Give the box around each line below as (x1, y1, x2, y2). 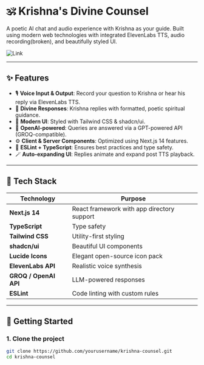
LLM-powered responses (72, 275, 146, 284)
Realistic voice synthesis (72, 261, 142, 270)
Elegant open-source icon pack (72, 252, 163, 260)
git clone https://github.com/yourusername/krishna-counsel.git (6, 349, 172, 355)
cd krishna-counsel (6, 354, 56, 360)
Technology (20, 194, 56, 202)
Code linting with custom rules (72, 289, 159, 297)
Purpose (120, 194, 146, 202)
